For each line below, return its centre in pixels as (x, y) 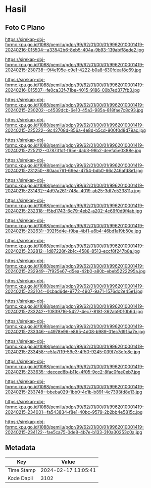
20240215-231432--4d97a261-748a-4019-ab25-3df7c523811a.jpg (73, 191)
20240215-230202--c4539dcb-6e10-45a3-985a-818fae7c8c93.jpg (74, 110)
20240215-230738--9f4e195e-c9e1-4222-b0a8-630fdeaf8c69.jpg (73, 70)
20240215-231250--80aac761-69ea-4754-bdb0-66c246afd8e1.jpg (74, 170)
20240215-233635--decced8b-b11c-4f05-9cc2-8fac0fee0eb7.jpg (73, 372)
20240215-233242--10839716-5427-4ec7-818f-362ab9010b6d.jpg (74, 311)
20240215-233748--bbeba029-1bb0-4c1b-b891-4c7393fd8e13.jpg (74, 392)
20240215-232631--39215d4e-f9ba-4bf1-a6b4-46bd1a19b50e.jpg (73, 231)
